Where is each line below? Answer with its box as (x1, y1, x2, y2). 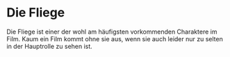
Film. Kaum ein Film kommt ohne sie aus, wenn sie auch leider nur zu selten (6, 34, 223, 43)
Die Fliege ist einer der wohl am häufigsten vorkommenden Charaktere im (6, 27, 217, 36)
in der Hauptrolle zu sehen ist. (6, 42, 93, 50)
